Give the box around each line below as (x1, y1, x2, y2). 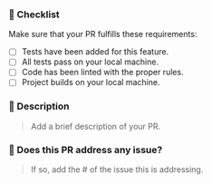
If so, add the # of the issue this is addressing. (30, 164, 204, 175)
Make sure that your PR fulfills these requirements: (8, 29, 198, 40)
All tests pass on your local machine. (21, 56, 159, 67)
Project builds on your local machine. (21, 77, 160, 88)
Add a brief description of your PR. (30, 121, 161, 131)
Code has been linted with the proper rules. (21, 67, 184, 78)
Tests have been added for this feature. (21, 46, 169, 57)
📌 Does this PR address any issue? (8, 143, 163, 156)
